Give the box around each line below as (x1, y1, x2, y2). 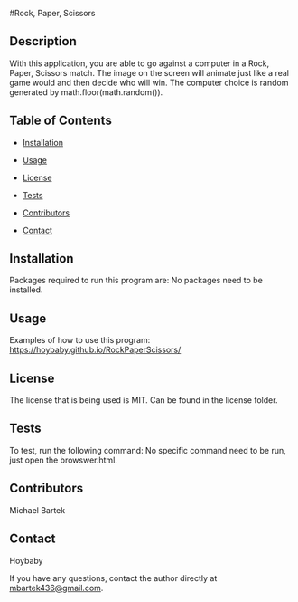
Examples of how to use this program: (9, 335, 151, 346)
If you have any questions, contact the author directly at (9, 572, 218, 583)
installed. (9, 284, 43, 295)
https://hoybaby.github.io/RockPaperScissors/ (9, 344, 182, 356)
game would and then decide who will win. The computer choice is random (9, 77, 289, 88)
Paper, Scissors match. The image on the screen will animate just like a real (9, 67, 289, 78)
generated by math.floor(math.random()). (9, 86, 163, 98)
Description (9, 33, 77, 49)
